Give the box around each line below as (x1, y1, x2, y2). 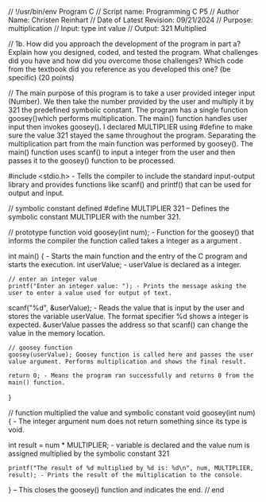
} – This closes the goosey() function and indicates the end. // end (8, 485, 225, 494)
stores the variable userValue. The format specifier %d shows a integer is (8, 312, 249, 321)
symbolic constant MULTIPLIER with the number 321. (8, 212, 181, 221)
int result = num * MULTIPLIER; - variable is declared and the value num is (8, 441, 250, 449)
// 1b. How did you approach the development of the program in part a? (8, 39, 241, 49)
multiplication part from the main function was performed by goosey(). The (8, 139, 254, 148)
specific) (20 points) (8, 73, 75, 82)
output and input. (8, 189, 65, 197)
